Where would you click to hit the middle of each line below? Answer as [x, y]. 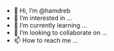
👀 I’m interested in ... [43, 18]
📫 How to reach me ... [46, 40]
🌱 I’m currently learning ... [50, 25]
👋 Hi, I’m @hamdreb [42, 11]
